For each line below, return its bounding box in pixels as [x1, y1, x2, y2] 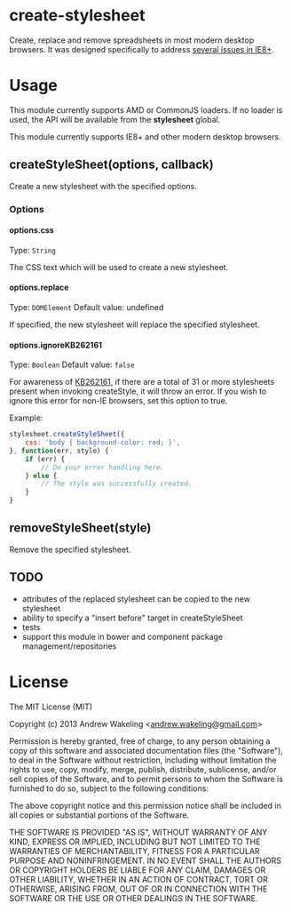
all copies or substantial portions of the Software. [9, 810, 189, 820]
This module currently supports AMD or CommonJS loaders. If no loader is [9, 104, 283, 116]
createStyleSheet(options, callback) [9, 157, 215, 172]
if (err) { [25, 454, 66, 463]
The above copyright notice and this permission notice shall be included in [9, 800, 281, 811]
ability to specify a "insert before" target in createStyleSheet [21, 612, 243, 623]
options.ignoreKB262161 [9, 340, 103, 350]
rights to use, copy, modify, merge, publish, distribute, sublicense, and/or [9, 763, 277, 774]
